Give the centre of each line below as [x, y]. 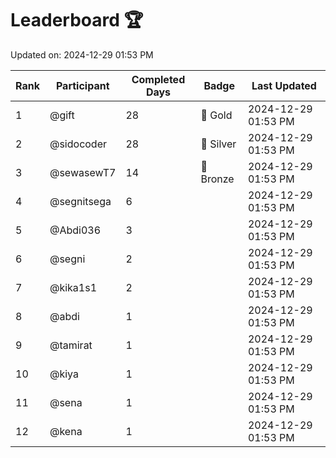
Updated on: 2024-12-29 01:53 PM [82, 54]
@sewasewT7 [83, 172]
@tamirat [71, 345]
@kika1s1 [73, 287]
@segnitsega [80, 201]
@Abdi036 [75, 230]
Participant [82, 85]
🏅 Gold [216, 115]
